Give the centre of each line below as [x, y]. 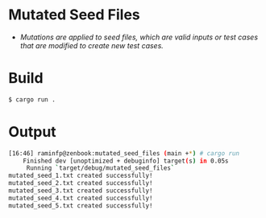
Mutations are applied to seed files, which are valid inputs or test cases [139, 37]
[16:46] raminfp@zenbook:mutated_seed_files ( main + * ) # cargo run [124, 153]
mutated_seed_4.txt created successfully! [81, 198]
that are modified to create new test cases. [91, 45]
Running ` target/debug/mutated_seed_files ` [100, 168]
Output [32, 132]
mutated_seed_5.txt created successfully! [81, 206]
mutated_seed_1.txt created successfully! [81, 176]
